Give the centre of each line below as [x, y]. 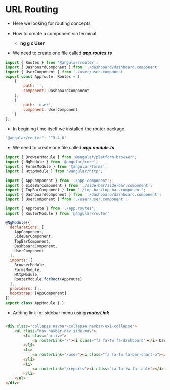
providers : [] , [26, 289]
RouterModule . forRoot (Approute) [48, 279]
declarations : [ [27, 227]
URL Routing [32, 9]
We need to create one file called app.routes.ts [62, 53]
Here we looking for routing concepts [51, 23]
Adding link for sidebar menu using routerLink [61, 312]
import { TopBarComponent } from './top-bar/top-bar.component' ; [75, 190]
